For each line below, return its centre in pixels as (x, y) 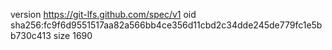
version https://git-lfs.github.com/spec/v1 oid (103, 14)
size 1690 (73, 35)
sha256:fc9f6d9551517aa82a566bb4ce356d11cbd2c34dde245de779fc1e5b (166, 25)
